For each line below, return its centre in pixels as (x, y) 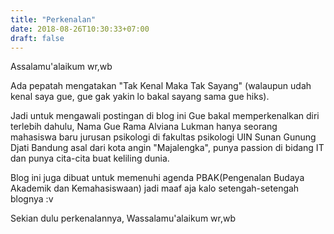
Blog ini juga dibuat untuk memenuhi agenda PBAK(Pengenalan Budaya (157, 178)
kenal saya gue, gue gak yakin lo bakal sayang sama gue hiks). (140, 97)
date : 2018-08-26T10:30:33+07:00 (80, 29)
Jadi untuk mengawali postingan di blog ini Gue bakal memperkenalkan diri (165, 116)
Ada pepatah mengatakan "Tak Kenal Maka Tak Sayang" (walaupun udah (161, 86)
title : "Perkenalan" (53, 19)
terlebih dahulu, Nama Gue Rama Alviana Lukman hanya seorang (144, 127)
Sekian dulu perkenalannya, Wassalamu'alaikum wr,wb (123, 218)
